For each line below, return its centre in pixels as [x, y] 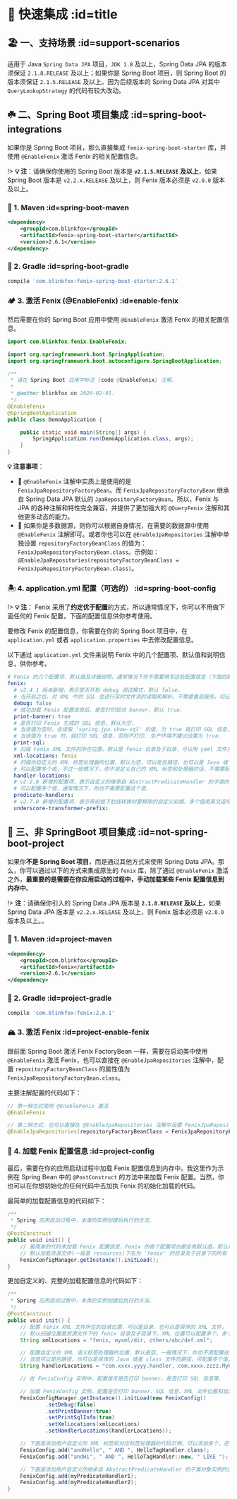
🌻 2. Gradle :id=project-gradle [60, 998]
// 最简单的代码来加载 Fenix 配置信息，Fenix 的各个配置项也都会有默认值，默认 [124, 1246]
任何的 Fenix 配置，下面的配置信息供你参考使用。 [85, 616]
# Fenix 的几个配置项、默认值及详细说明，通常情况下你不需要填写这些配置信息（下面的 [117, 677]
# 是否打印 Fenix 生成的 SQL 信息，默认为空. [74, 723]
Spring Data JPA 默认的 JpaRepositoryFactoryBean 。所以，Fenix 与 [122, 499]
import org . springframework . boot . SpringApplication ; [86, 354]
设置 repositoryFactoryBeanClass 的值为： [85, 543]
